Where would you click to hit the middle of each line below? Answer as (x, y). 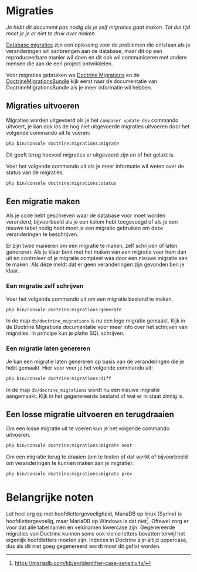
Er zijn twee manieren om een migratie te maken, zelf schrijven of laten (92, 246)
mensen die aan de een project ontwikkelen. (60, 64)
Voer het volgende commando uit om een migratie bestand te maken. (90, 299)
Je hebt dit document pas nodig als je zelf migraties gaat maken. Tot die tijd (98, 27)
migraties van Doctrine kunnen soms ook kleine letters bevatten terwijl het (96, 533)
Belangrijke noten (50, 498)
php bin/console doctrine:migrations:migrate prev (69, 474)
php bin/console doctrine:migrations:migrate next (69, 445)
